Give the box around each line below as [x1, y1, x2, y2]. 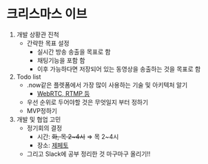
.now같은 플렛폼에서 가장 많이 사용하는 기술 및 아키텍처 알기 [26, 81, 188, 89]
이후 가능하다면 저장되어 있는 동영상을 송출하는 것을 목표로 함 [37, 65, 201, 73]
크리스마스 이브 [6, 6, 87, 22]
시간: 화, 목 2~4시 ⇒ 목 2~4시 [37, 132, 119, 141]
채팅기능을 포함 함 [37, 56, 85, 64]
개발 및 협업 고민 [16, 115, 61, 123]
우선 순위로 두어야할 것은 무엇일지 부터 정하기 [26, 98, 149, 106]
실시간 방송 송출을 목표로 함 [37, 48, 111, 56]
